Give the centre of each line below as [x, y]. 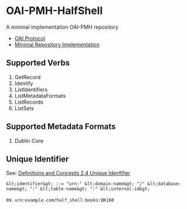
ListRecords [29, 102]
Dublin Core [29, 141]
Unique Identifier [37, 159]
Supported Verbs [38, 63]
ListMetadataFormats [40, 95]
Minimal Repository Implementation [57, 44]
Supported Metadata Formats [61, 127]
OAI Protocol [30, 38]
